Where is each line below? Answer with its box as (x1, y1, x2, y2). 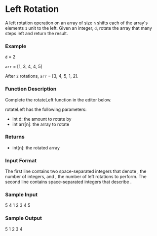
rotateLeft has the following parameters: (5, 106, 87, 112)
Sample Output (5, 215, 42, 222)
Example (5, 43, 27, 49)
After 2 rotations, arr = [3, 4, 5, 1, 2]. (5, 73, 79, 79)
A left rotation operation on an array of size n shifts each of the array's (5, 20, 148, 26)
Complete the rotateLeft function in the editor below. (5, 96, 112, 102)
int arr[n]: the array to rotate (12, 121, 70, 127)
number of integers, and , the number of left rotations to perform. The (5, 174, 147, 180)
